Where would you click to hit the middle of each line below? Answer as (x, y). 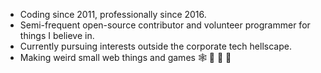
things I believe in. (57, 35)
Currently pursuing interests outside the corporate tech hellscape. (155, 46)
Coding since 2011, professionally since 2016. (113, 14)
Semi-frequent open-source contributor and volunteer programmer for (165, 25)
